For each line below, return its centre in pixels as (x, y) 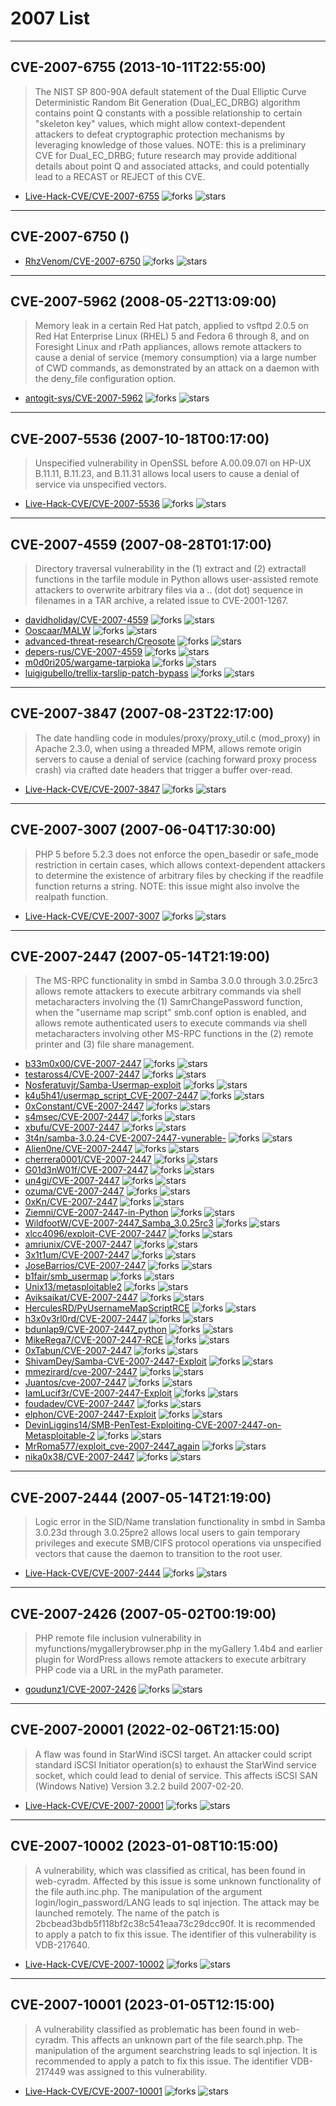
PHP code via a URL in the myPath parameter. (129, 1670)
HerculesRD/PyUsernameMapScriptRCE (107, 1308)
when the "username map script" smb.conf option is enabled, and (170, 1013)
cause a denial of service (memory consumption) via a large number (175, 358)
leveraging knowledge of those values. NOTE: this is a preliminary (170, 144)
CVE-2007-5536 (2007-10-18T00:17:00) (140, 438)
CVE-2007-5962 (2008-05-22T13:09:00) (143, 301)
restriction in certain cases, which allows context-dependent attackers (180, 864)
